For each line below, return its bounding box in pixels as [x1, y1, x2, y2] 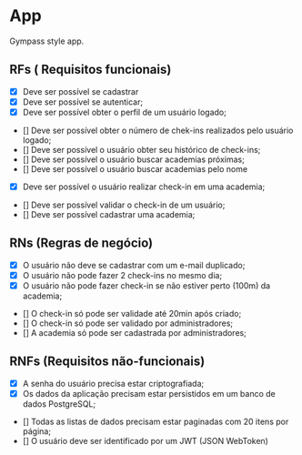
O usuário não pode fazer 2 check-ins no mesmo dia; [22, 269, 223, 280]
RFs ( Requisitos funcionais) [9, 62, 172, 77]
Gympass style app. [9, 35, 85, 46]
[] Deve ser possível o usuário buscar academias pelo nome [22, 163, 248, 174]
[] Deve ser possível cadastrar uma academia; [22, 209, 196, 219]
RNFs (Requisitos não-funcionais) [9, 354, 206, 369]
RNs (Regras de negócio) [9, 236, 153, 251]
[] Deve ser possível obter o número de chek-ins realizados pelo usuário [22, 125, 294, 136]
